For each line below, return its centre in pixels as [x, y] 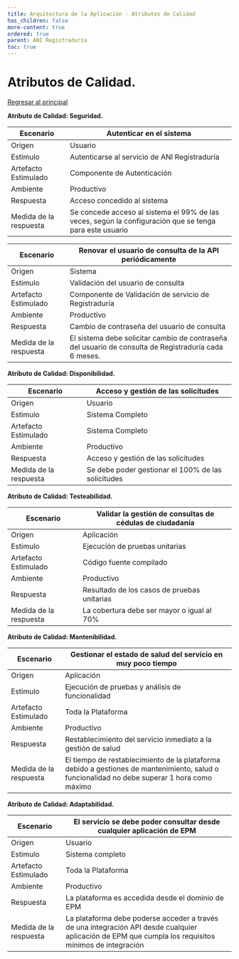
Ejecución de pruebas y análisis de [123, 686]
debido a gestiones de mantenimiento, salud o [142, 768]
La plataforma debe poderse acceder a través [142, 918]
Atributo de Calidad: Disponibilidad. [61, 373]
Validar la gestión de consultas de [155, 513]
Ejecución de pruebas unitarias [134, 546]
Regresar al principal [38, 102]
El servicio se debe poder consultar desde [147, 822]
